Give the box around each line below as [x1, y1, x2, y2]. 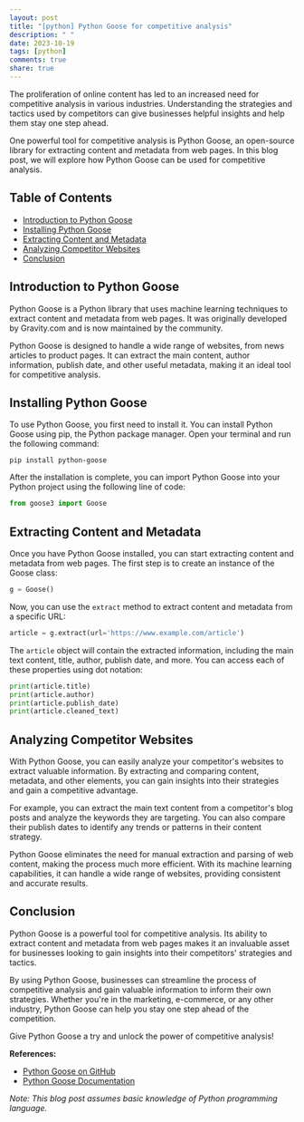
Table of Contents [9, 190, 113, 206]
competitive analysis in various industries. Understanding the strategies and [9, 98, 292, 109]
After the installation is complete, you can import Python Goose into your [9, 472, 280, 483]
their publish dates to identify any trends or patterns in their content [9, 822, 262, 833]
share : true [9, 64, 54, 73]
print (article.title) [9, 682, 91, 691]
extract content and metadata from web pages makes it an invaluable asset [9, 937, 290, 948]
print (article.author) [9, 690, 95, 699]
